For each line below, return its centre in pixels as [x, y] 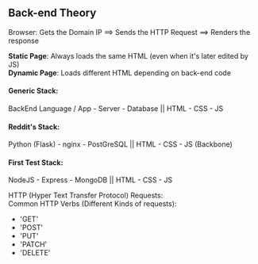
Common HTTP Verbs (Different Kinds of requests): [92, 204]
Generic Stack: [33, 91]
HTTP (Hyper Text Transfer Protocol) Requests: [86, 195]
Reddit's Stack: [34, 127]
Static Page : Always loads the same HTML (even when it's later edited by [128, 55]
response [24, 40]
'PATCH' [33, 244]
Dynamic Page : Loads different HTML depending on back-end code [120, 73]
